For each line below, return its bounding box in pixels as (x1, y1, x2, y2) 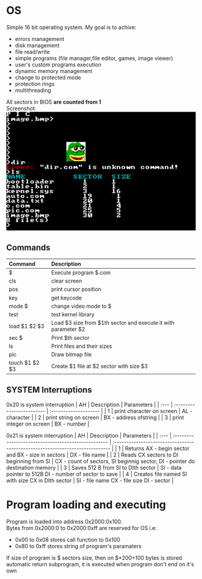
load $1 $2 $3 (8, 322, 44, 330)
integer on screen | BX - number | (6, 420, 90, 427)
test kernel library (50, 311, 95, 318)
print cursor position (50, 286, 102, 293)
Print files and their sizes (50, 342, 112, 350)
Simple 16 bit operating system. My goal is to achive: (6, 24, 136, 31)
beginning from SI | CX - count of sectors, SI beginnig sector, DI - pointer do (6, 457, 195, 465)
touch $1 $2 (8, 359, 40, 366)
